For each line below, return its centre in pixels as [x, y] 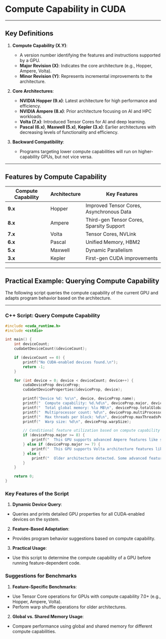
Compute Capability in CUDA [65, 9]
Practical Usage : [29, 548]
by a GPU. [30, 60]
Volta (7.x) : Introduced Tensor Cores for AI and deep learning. [83, 121]
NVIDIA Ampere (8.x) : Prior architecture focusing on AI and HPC [85, 111]
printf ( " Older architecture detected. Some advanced [89, 458]
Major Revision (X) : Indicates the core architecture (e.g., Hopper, [86, 65]
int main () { [19, 340]
